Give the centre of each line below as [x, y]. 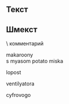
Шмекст [22, 30]
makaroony [20, 55]
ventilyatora [20, 84]
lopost [14, 72]
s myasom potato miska [34, 61]
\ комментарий [25, 44]
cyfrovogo [18, 95]
